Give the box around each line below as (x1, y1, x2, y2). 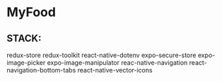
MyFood (6, 4, 56, 20)
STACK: (6, 32, 42, 44)
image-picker (6, 58, 46, 67)
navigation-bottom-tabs (6, 66, 76, 74)
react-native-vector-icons (77, 66, 153, 74)
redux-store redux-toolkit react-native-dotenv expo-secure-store (6, 51, 197, 59)
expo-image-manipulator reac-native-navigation (47, 58, 188, 67)
